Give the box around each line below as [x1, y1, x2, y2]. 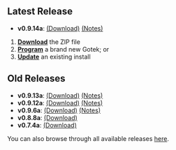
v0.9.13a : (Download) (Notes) [17, 91, 103, 100]
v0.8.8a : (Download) [17, 113, 78, 121]
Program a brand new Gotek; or [17, 45, 110, 53]
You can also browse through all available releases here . [7, 134, 170, 142]
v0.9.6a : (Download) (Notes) [17, 106, 101, 114]
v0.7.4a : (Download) [17, 121, 77, 129]
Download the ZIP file [17, 38, 80, 46]
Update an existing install [17, 52, 91, 61]
